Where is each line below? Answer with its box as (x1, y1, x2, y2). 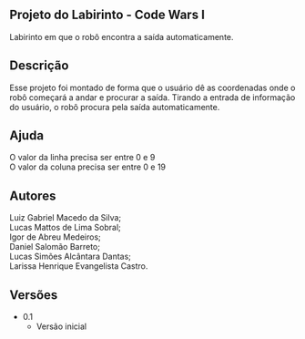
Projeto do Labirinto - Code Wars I (9, 7, 205, 23)
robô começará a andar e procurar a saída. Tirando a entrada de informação (9, 91, 296, 103)
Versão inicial (36, 321, 87, 332)
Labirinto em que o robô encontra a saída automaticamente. (9, 31, 234, 42)
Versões (9, 287, 58, 303)
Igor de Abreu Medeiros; (9, 231, 102, 242)
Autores (9, 188, 56, 203)
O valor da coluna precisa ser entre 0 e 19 (9, 161, 167, 172)
